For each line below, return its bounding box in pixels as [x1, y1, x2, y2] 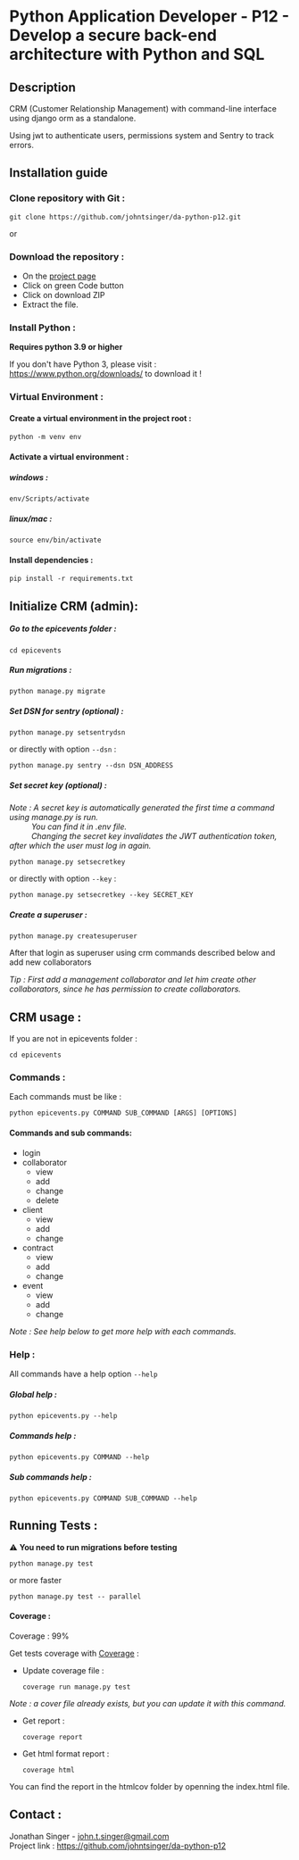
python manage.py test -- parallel [9, 1591, 142, 1601]
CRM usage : [9, 1009, 82, 1025]
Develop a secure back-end [9, 25, 217, 46]
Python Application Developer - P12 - [9, 6, 290, 27]
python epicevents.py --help [9, 1411, 118, 1420]
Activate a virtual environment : [9, 452, 129, 461]
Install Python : [9, 321, 76, 334]
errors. [9, 140, 34, 150]
